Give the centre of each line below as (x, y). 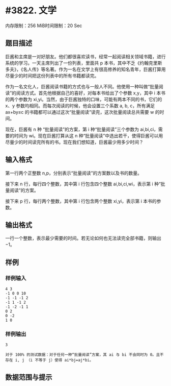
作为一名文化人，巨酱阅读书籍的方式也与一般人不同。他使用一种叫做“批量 (82, 86)
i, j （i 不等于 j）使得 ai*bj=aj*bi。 (54, 360)
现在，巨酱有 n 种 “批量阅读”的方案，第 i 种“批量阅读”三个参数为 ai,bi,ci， (82, 129)
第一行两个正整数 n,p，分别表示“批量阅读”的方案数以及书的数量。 (74, 173)
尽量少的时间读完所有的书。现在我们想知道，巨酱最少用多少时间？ (74, 142)
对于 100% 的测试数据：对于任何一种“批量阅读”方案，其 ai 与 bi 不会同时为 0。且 (83, 355)
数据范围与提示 (29, 377)
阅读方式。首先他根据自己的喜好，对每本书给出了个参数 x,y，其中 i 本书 (91, 93)
